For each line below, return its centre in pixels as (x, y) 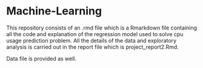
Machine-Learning (54, 11)
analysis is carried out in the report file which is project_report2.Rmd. (92, 47)
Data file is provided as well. (42, 58)
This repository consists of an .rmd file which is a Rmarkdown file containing (102, 28)
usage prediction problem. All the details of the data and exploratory (92, 40)
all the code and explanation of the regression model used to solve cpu (95, 34)
